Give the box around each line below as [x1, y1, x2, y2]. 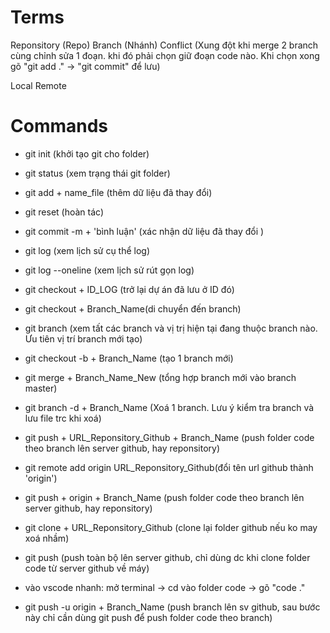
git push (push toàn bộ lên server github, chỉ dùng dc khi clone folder [24, 551, 311, 563]
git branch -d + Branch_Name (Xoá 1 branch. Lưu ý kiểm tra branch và [24, 401, 315, 413]
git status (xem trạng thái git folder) [24, 167, 171, 179]
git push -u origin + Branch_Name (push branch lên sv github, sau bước [24, 601, 321, 613]
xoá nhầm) [24, 532, 70, 544]
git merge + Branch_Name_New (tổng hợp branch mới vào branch [24, 371, 297, 383]
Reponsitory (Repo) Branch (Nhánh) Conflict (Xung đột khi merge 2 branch [10, 39, 319, 51]
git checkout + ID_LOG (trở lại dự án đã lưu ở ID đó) [24, 283, 235, 295]
